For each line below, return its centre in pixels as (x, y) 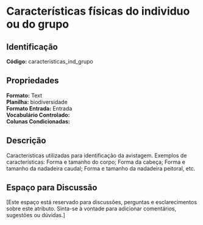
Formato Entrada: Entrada (39, 108)
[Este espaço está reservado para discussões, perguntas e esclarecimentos (101, 202)
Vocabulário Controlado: (38, 115)
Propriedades (33, 81)
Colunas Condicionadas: (38, 121)
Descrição (26, 141)
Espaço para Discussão (52, 188)
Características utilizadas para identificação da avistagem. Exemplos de (97, 155)
